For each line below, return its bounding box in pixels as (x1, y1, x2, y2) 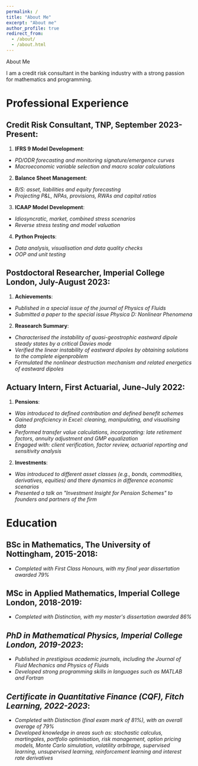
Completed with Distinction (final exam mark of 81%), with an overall (14, 716, 183, 723)
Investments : (14, 459, 48, 466)
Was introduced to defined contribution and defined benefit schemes (14, 410, 184, 417)
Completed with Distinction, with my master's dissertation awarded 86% (14, 613, 192, 620)
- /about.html (11, 42, 46, 48)
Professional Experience (6, 97, 129, 110)
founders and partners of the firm (14, 496, 98, 503)
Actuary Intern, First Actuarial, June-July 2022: (6, 382, 185, 392)
